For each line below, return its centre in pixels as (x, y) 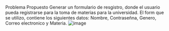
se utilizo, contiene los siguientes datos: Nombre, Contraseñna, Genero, (81, 18)
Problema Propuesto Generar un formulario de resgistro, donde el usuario (83, 7)
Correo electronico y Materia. (36, 23)
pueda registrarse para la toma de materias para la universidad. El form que (85, 12)
